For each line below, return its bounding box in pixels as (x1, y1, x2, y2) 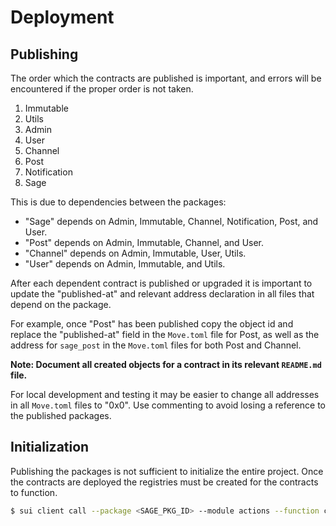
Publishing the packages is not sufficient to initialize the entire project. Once (10, 465, 324, 477)
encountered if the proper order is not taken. (10, 83, 194, 95)
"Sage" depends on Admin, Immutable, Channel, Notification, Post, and (24, 216, 319, 227)
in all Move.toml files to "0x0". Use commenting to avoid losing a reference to (10, 399, 327, 411)
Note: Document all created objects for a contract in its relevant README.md (10, 359, 322, 370)
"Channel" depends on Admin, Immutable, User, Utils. (24, 247, 247, 259)
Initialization (10, 439, 90, 456)
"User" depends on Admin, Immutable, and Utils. (24, 258, 226, 270)
